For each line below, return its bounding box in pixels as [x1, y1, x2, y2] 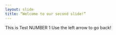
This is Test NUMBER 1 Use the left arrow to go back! [5, 24, 112, 30]
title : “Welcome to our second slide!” [5, 12, 86, 16]
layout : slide [5, 7, 34, 12]
